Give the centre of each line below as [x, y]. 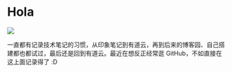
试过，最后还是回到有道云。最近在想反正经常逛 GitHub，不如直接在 [126, 53]
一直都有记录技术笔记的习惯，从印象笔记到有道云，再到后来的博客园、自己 [113, 45]
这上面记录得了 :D [32, 62]
